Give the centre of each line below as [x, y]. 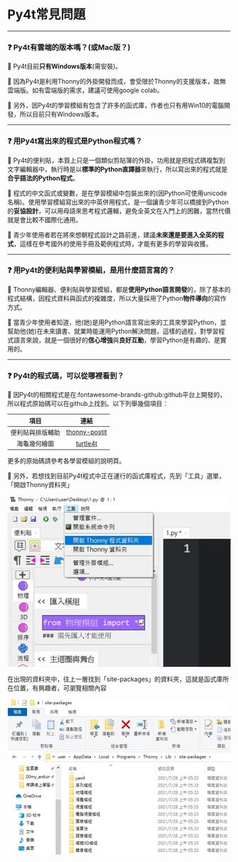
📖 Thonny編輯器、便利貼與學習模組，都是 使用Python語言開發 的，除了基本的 [119, 289]
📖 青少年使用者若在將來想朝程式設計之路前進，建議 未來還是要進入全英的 [113, 234]
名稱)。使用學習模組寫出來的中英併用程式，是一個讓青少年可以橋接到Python [118, 202]
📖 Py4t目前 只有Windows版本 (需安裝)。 [64, 66]
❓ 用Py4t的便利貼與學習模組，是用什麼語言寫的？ [91, 271]
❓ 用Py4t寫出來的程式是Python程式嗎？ [75, 141]
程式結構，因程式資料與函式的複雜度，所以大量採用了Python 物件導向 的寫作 [117, 298]
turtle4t [86, 443]
